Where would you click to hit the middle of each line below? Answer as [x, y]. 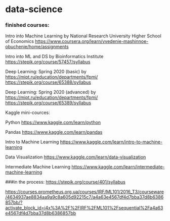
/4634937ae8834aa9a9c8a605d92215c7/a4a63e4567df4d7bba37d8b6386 [84, 197]
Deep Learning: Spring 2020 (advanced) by [51, 92]
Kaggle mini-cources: [28, 113]
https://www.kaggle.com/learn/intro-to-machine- [111, 142]
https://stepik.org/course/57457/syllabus [48, 62]
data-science [34, 9]
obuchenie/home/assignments [37, 47]
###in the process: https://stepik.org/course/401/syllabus [65, 182]
